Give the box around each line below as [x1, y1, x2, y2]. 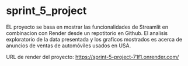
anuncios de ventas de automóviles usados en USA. [6, 42, 131, 49]
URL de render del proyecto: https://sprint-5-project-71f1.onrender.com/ [6, 53, 179, 60]
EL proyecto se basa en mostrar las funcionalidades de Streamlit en [6, 23, 169, 30]
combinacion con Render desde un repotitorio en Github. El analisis [6, 29, 168, 36]
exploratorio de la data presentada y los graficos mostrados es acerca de [6, 36, 183, 43]
